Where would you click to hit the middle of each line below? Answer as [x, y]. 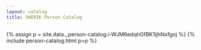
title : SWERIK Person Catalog [44, 17]
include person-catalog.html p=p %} [52, 40]
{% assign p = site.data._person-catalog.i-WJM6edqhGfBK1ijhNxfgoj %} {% [101, 34]
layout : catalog [27, 12]
